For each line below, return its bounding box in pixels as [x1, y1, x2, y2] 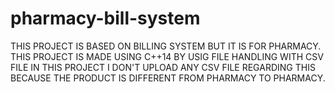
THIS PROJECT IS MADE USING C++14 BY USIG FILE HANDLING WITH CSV [10, 50, 324, 62]
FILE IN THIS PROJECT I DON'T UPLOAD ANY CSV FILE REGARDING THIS [10, 61, 316, 73]
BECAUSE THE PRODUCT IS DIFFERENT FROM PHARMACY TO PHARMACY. [10, 72, 326, 84]
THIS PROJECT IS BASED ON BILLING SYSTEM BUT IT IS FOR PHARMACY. [10, 40, 322, 52]
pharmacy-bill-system [10, 7, 201, 30]
